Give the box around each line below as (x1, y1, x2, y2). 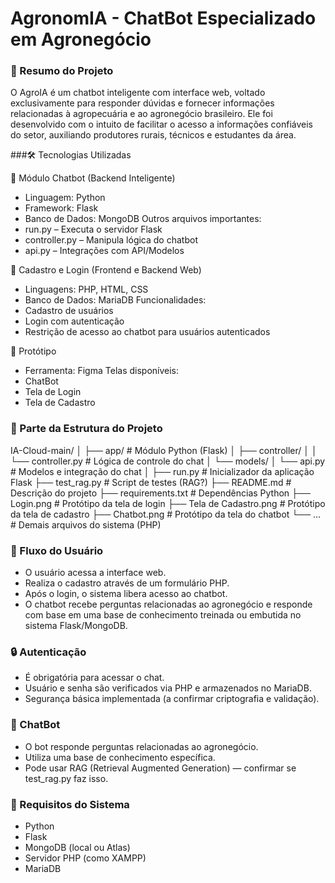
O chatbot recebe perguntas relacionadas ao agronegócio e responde (24, 598, 313, 611)
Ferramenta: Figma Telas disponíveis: (24, 365, 180, 377)
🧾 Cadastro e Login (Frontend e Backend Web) (10, 264, 202, 276)
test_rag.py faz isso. (24, 772, 109, 784)
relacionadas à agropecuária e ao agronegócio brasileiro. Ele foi (10, 108, 273, 120)
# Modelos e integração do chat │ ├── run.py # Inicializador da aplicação (10, 465, 315, 477)
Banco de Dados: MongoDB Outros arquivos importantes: (24, 213, 262, 225)
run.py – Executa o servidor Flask (24, 223, 163, 236)
